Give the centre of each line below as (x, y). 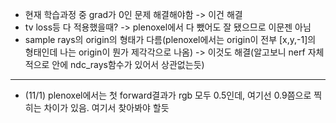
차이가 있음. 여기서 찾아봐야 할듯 (106, 107)
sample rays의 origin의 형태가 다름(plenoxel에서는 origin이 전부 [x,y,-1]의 (170, 39)
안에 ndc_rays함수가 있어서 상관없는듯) (128, 64)
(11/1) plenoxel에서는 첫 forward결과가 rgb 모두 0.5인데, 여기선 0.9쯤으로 (168, 95)
